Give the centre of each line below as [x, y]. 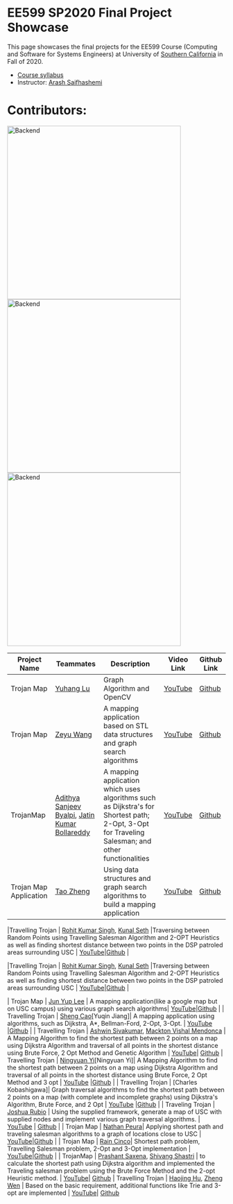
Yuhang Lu [72, 688]
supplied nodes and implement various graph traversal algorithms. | [104, 1119]
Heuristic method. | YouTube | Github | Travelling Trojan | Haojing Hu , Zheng [115, 1178]
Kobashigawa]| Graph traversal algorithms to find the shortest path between [116, 1090]
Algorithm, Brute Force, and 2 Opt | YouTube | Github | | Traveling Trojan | [111, 1104]
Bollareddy [72, 832]
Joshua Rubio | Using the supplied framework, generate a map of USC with [114, 1112]
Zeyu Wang [74, 734]
